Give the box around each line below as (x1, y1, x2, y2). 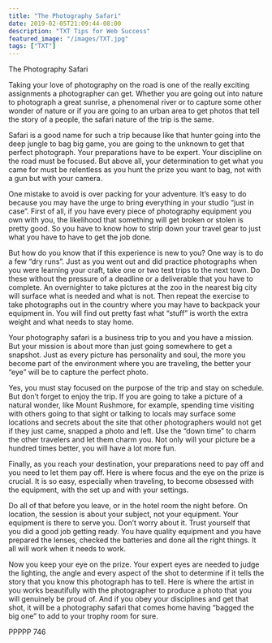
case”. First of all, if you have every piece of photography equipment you (8, 206, 252, 216)
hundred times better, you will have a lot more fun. (8, 443, 177, 453)
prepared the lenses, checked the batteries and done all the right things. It (8, 535, 257, 545)
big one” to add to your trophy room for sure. (8, 611, 158, 621)
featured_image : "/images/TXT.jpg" (8, 34, 129, 43)
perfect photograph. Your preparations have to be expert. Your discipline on (8, 148, 262, 158)
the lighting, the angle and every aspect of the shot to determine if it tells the (8, 568, 265, 578)
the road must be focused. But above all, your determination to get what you (8, 156, 264, 166)
